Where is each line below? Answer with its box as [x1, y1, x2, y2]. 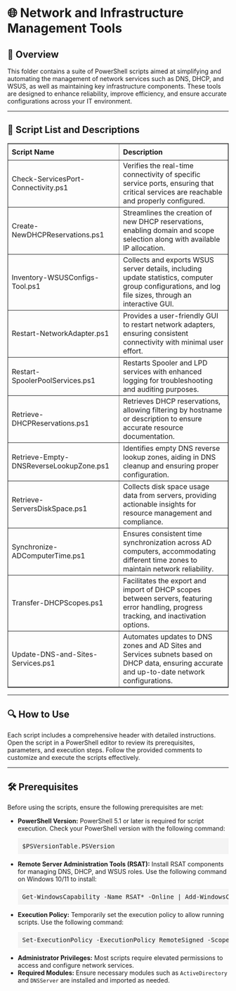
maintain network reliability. [122, 563, 214, 573]
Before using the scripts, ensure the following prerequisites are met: [7, 803, 204, 811]
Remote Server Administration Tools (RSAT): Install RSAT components [17, 860, 224, 868]
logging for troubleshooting [122, 375, 213, 385]
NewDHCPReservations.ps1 [11, 230, 105, 239]
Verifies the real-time [122, 161, 195, 170]
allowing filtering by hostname [122, 405, 223, 415]
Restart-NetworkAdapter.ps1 [11, 328, 110, 338]
